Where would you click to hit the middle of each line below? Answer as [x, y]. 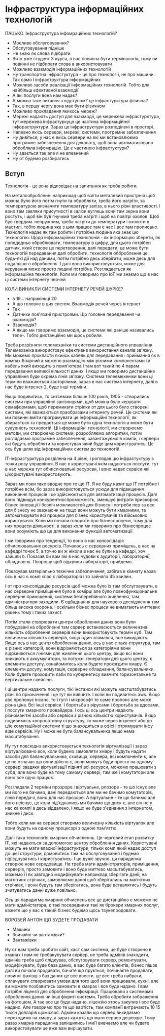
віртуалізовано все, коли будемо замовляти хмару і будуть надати [76, 751]
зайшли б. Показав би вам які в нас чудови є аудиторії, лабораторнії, [78, 556]
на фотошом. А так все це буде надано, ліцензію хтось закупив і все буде [82, 1002]
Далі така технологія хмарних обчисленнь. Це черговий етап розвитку [80, 837]
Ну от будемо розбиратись [41, 158]
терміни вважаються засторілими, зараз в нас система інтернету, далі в [82, 381]
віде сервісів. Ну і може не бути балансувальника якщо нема [70, 731]
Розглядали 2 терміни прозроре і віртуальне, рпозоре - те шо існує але [81, 787]
